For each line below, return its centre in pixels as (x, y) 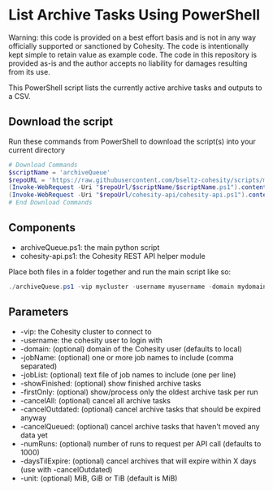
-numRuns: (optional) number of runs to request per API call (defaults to (141, 443)
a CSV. (19, 96)
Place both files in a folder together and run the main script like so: (120, 271)
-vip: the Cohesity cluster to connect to (86, 331)
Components (42, 228)
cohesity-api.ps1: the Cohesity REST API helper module (113, 256)
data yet (34, 435)
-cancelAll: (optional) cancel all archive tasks (95, 400)
